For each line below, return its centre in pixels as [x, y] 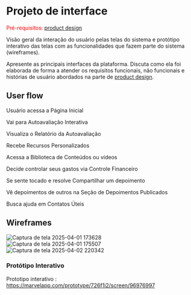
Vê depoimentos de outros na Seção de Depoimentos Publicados [87, 192]
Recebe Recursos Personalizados [48, 145]
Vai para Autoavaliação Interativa [47, 122]
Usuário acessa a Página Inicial [45, 110]
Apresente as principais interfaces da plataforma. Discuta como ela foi [94, 64]
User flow [25, 96]
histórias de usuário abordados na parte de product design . [80, 77]
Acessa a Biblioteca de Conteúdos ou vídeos [62, 157]
